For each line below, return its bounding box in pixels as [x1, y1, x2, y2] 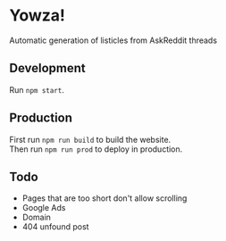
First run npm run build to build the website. [9, 134, 172, 145]
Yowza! [9, 5, 65, 26]
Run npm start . [9, 84, 64, 95]
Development [9, 61, 87, 76]
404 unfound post [21, 221, 89, 232]
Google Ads [21, 203, 66, 213]
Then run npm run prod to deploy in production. [9, 144, 183, 154]
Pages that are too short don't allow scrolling [21, 193, 188, 204]
